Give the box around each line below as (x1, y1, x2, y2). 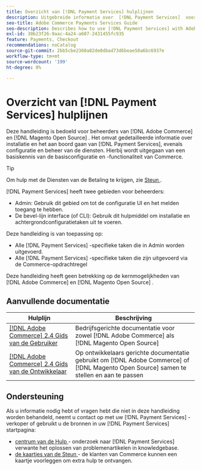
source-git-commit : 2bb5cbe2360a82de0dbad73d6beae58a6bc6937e (6, 48, 165, 54)
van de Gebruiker (9, 339, 58, 347)
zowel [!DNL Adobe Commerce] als (75, 331, 175, 340)
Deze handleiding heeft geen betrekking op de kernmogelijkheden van (6, 273, 179, 280)
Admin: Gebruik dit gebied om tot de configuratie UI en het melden (14, 200, 179, 207)
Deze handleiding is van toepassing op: (6, 230, 103, 237)
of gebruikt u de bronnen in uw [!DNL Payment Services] (29, 420, 169, 427)
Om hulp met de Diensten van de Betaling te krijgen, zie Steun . (6, 176, 162, 184)
